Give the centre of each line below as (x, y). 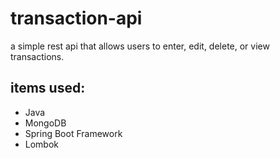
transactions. (37, 56)
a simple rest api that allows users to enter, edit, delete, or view (140, 46)
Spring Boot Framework (73, 133)
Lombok (42, 144)
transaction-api (76, 18)
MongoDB (45, 123)
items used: (48, 88)
